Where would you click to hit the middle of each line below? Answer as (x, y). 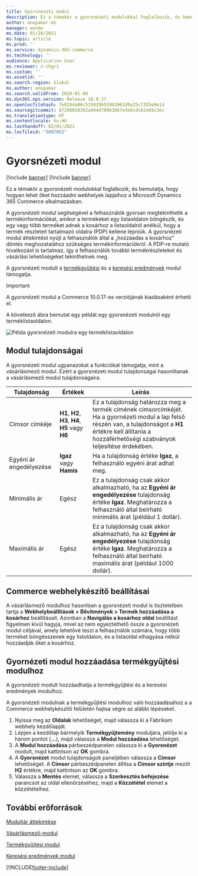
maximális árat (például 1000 (133, 563)
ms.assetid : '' (25, 77)
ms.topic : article (29, 39)
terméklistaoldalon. (29, 321)
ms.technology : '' (29, 55)
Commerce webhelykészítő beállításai (78, 591)
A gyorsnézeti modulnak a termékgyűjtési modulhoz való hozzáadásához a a (99, 703)
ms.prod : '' (21, 45)
